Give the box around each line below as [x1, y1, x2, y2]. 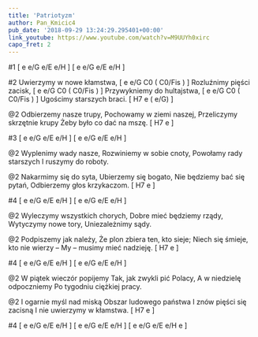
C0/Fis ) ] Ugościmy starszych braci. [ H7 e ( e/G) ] [8, 94, 174, 104]
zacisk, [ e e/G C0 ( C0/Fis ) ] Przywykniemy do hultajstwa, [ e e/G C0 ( [8, 86, 241, 95]
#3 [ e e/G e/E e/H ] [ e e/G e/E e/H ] [8, 133, 127, 143]
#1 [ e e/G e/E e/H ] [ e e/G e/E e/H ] [8, 62, 125, 72]
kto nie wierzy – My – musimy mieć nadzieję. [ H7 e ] [8, 243, 179, 253]
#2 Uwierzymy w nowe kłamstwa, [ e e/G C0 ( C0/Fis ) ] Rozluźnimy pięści [8, 78, 250, 87]
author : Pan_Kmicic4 [8, 19, 77, 27]
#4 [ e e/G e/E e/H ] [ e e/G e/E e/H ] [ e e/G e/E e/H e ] [8, 320, 188, 331]
